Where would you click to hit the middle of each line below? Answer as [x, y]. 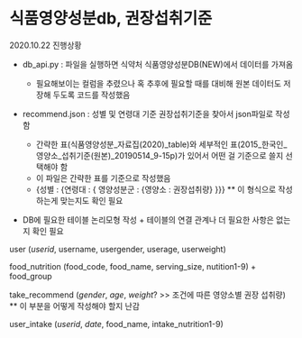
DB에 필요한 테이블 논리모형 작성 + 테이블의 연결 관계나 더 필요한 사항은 [148, 219]
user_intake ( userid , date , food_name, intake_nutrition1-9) [116, 324]
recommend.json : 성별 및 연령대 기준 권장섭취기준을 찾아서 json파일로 [147, 114]
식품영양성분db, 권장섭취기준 [111, 18]
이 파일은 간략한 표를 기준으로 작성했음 [103, 178]
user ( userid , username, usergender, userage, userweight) [118, 249]
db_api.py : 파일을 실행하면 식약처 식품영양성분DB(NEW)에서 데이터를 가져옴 [158, 64]
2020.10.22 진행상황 [46, 45]
